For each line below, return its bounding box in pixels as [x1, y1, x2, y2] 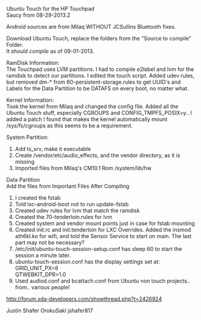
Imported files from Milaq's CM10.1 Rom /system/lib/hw [14, 165, 152, 171]
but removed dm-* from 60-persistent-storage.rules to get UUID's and [6, 78, 181, 85]
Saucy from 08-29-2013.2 [6, 11, 71, 19]
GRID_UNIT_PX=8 [14, 265, 58, 271]
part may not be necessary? [14, 239, 85, 246]
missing [14, 158, 35, 165]
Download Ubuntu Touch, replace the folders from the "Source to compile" [6, 35, 191, 42]
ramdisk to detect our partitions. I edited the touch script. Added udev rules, [6, 72, 194, 79]
